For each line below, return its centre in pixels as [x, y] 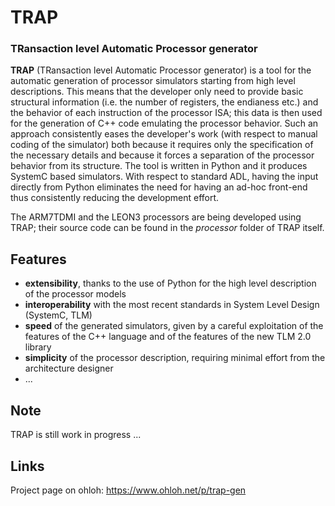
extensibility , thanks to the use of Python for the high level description [170, 283]
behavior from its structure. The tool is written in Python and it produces [159, 166]
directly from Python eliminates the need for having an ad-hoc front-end [159, 187]
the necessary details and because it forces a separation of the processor [162, 155]
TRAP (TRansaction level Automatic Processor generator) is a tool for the [161, 70]
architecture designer [69, 368]
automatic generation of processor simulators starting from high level [153, 81]
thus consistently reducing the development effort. [115, 198]
